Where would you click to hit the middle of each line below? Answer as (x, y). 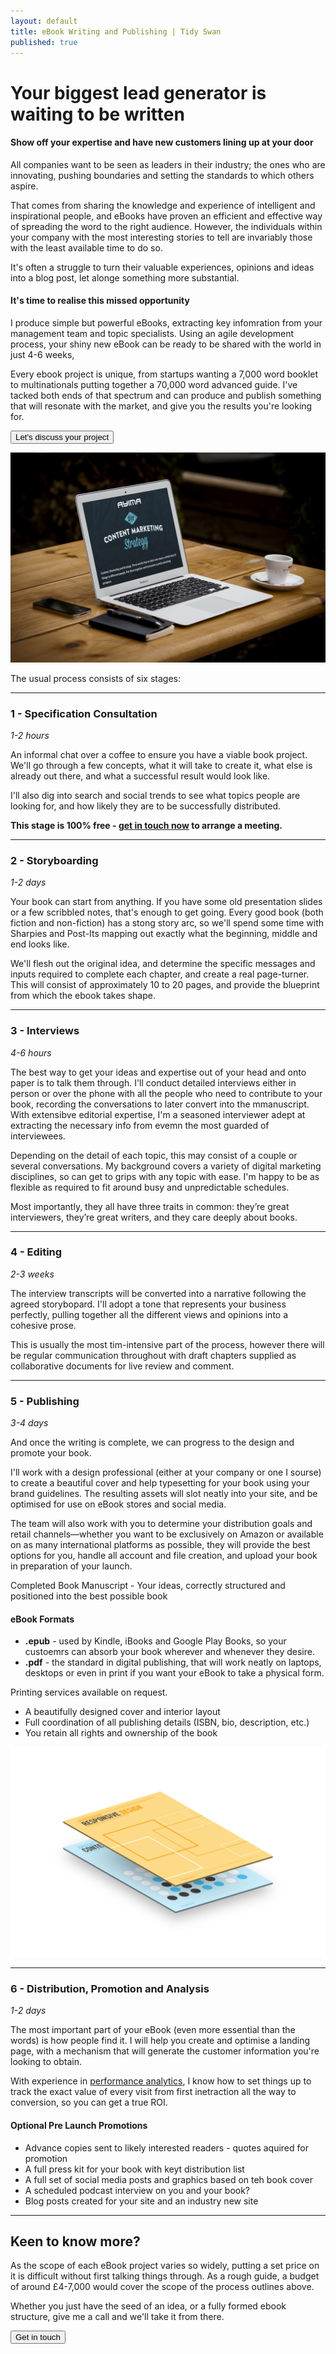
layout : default (44, 21)
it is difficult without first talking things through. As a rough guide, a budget (165, 2276)
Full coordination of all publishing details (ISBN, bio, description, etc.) (167, 1722)
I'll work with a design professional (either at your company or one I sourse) (166, 1472)
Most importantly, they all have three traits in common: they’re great (150, 1206)
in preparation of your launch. (71, 1566)
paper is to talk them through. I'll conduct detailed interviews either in (153, 1082)
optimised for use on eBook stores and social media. (118, 1504)
